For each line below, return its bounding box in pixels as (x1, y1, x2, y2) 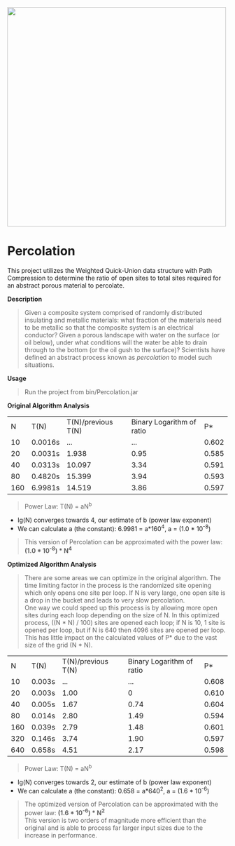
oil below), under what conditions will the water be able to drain (24, 338, 208, 347)
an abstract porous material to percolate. (7, 281, 124, 290)
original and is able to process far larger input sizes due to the (24, 824, 204, 832)
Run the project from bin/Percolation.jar (24, 387, 138, 396)
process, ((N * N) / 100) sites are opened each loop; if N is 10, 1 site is (24, 618, 226, 626)
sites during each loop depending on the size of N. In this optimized (24, 610, 220, 619)
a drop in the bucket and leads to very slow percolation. (24, 596, 185, 604)
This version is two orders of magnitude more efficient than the (24, 816, 206, 824)
